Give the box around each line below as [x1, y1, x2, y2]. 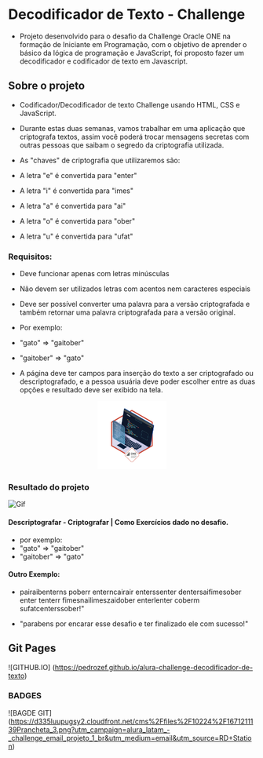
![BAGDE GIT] [8, 708, 53, 717]
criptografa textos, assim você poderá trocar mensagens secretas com [19, 132, 250, 141]
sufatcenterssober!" [19, 603, 85, 613]
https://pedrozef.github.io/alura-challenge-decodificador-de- [54, 662, 254, 672]
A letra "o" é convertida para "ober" [19, 216, 136, 225]
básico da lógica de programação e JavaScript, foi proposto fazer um [19, 48, 245, 57]
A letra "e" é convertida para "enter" [19, 170, 137, 180]
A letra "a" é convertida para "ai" [19, 201, 126, 210]
